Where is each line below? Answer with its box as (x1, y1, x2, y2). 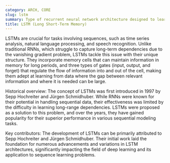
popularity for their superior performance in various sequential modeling (5, 115, 156, 121)
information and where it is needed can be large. (5, 78, 107, 85)
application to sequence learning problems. (5, 152, 96, 158)
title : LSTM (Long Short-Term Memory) (5, 21, 87, 27)
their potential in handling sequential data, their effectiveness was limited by (5, 99, 164, 105)
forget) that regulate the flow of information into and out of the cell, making (5, 68, 161, 74)
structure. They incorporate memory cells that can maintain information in (5, 57, 159, 63)
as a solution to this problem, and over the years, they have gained (5, 110, 144, 116)
